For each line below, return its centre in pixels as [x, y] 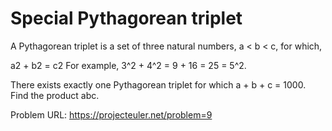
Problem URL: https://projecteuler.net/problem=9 [111, 114]
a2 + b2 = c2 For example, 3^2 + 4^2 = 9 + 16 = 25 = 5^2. [128, 65]
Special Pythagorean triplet [126, 18]
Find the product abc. [55, 95]
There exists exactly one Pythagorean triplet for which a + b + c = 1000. [158, 84]
